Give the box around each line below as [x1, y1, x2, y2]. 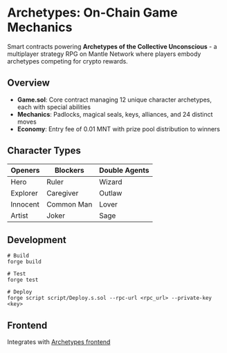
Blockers [54, 165, 84, 175]
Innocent [10, 199, 39, 209]
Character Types [7, 145, 81, 157]
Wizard [99, 177, 122, 187]
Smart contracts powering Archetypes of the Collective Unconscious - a [7, 42, 217, 50]
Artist [10, 211, 29, 220]
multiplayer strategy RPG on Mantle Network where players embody [7, 50, 201, 58]
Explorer [10, 188, 38, 198]
